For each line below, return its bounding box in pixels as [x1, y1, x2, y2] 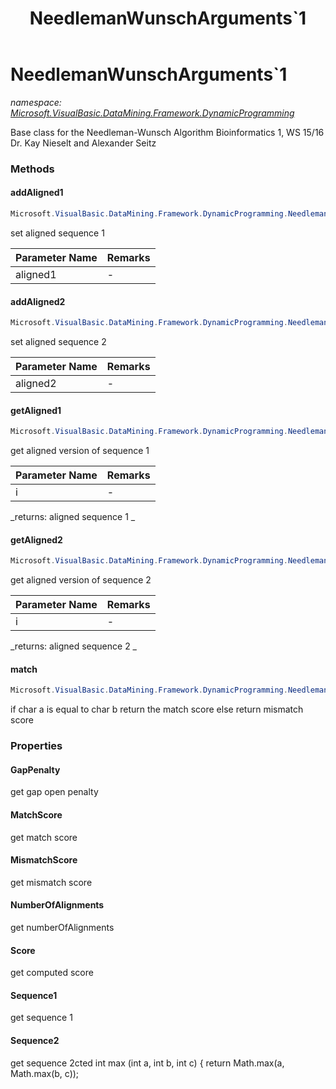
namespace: [10, 96, 62, 108]
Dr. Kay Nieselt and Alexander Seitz [10, 137, 157, 149]
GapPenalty [10, 763, 61, 776]
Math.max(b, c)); [10, 1067, 80, 1079]
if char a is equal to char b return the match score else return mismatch [10, 703, 304, 716]
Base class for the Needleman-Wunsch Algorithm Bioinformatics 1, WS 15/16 [10, 126, 325, 138]
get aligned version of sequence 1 [10, 445, 150, 457]
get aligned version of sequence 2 [10, 574, 152, 586]
